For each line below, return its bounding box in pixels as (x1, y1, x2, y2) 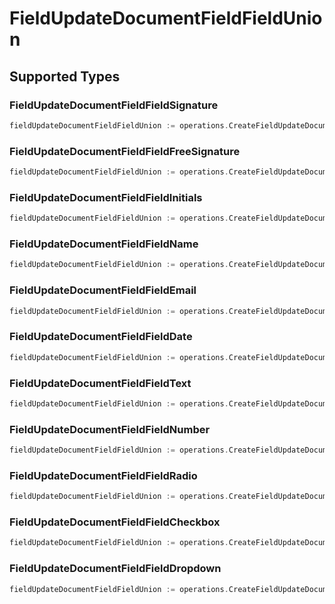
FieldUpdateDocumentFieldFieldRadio (9, 468, 198, 482)
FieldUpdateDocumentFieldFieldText (9, 376, 192, 390)
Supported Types (9, 68, 121, 85)
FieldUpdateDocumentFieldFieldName (9, 237, 199, 251)
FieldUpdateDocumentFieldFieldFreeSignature (9, 144, 241, 158)
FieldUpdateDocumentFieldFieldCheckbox (9, 515, 221, 529)
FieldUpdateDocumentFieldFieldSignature (9, 98, 219, 112)
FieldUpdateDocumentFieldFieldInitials (9, 190, 203, 204)
